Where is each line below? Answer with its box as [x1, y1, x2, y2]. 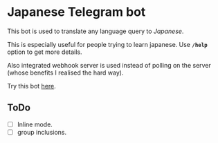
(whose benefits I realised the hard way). [7, 68, 124, 77]
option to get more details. [7, 48, 82, 56]
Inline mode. [17, 120, 53, 128]
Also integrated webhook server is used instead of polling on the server [7, 61, 211, 69]
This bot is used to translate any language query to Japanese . [7, 27, 184, 35]
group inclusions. [17, 128, 67, 136]
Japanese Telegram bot [7, 4, 146, 20]
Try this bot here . [7, 82, 57, 90]
